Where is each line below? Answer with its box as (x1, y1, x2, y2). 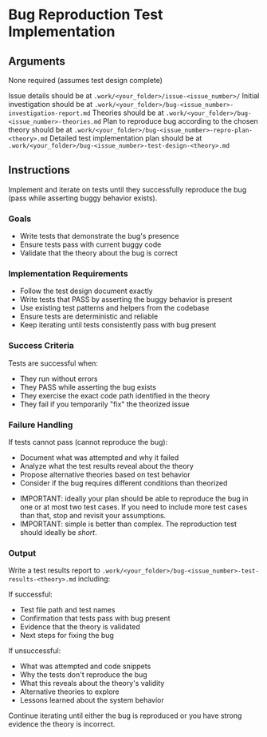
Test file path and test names (19, 605, 116, 615)
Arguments (8, 54, 66, 68)
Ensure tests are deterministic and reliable (19, 311, 159, 321)
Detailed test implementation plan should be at (49, 133, 202, 143)
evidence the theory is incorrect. (8, 719, 116, 729)
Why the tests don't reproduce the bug (19, 670, 147, 680)
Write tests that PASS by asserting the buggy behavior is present (19, 295, 233, 304)
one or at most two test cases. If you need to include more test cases (19, 502, 248, 512)
